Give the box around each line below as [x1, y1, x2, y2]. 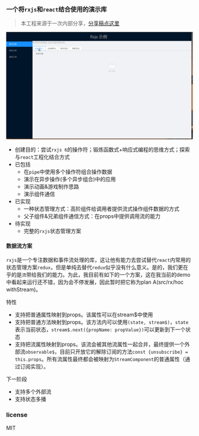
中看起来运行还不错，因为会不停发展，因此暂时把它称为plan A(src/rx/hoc [6, 278, 184, 286]
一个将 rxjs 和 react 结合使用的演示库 [6, 5, 107, 13]
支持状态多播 [14, 396, 46, 403]
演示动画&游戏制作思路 [23, 183, 79, 190]
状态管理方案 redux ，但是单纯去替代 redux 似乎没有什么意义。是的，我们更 [6, 264, 184, 271]
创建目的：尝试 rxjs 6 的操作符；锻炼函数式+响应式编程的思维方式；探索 [14, 146, 191, 153]
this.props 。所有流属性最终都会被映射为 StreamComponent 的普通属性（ [14, 355, 185, 363]
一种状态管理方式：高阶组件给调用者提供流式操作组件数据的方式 [23, 206, 179, 213]
